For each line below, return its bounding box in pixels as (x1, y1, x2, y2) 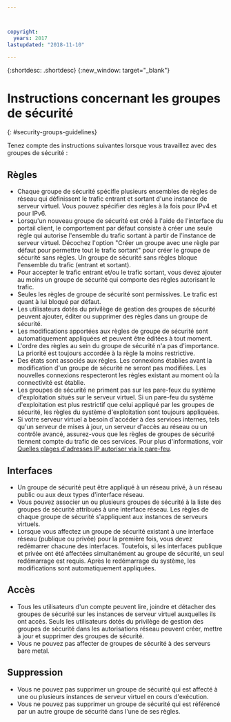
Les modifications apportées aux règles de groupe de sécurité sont (17, 327, 208, 336)
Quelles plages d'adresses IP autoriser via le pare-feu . (17, 444, 172, 453)
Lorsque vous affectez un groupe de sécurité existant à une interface (17, 527, 214, 535)
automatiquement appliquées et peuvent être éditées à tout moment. (17, 334, 212, 343)
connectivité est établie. (17, 379, 86, 387)
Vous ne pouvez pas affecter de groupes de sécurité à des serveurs (17, 639, 211, 647)
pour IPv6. (17, 209, 47, 218)
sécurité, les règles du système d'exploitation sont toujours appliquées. (17, 408, 220, 416)
